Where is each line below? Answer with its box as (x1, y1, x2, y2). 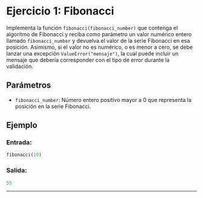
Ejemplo (6, 120, 37, 130)
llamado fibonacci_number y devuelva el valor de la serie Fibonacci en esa (6, 37, 190, 44)
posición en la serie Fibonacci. (14, 103, 91, 110)
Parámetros (6, 80, 51, 91)
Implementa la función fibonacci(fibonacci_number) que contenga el (6, 24, 178, 31)
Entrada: (6, 138, 32, 147)
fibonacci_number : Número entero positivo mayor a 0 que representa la (14, 96, 192, 103)
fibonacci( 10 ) (6, 152, 42, 158)
